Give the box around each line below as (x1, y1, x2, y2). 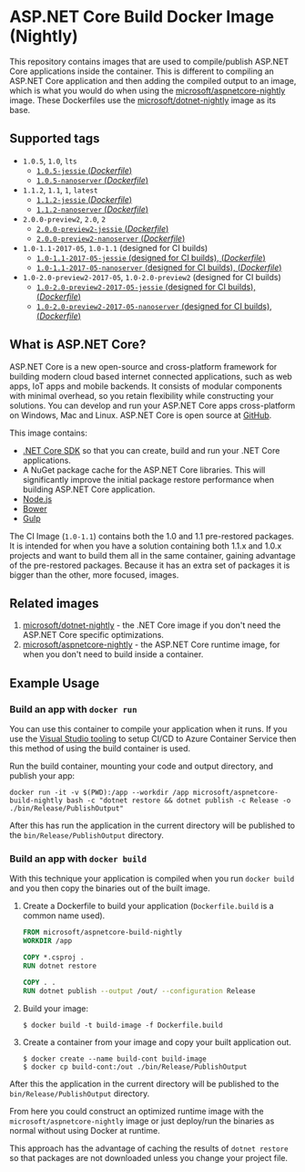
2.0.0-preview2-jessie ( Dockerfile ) (36, 223, 169, 234)
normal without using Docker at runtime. (9, 1125, 161, 1135)
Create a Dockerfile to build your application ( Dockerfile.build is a (22, 901, 275, 912)
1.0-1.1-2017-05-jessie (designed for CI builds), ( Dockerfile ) (36, 252, 266, 263)
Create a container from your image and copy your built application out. (22, 1036, 291, 1047)
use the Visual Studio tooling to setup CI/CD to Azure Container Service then (9, 733, 297, 745)
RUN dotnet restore (22, 961, 97, 970)
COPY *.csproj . (22, 953, 85, 962)
